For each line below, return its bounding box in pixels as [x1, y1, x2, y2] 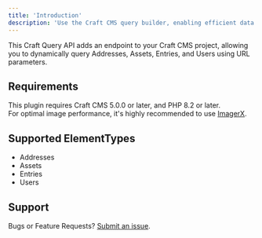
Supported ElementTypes [8, 131, 136, 145]
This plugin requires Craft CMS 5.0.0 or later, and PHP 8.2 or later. [8, 101, 221, 110]
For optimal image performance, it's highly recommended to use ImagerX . [8, 109, 247, 119]
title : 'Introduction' [8, 11, 82, 20]
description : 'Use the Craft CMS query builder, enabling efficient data [8, 19, 255, 27]
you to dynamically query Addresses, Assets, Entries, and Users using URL [8, 49, 250, 58]
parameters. [8, 57, 48, 67]
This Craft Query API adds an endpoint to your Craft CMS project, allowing [8, 40, 249, 49]
